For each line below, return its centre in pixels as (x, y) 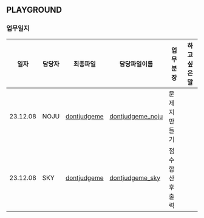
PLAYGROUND (34, 10)
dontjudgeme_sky (135, 177)
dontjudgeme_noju (136, 116)
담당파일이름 (136, 64)
